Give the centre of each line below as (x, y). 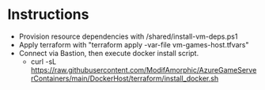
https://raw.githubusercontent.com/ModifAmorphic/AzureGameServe (144, 69)
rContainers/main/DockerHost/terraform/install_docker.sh (125, 78)
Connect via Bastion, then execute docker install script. (109, 53)
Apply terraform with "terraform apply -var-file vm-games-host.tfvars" (134, 44)
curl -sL (44, 62)
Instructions (48, 15)
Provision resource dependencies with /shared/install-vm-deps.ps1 (128, 36)
